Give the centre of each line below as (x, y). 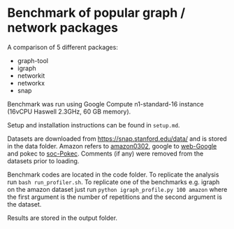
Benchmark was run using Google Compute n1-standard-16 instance (105, 104)
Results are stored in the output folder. (62, 218)
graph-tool (33, 60)
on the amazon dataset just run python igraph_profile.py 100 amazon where (117, 189)
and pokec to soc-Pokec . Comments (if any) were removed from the (105, 153)
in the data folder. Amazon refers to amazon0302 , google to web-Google (112, 146)
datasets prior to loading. (43, 161)
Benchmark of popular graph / (96, 13)
